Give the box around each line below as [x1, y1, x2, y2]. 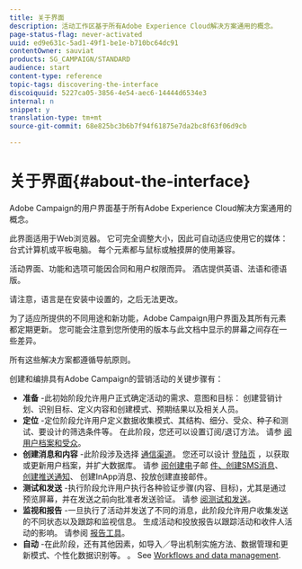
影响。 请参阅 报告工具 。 [38, 527, 130, 538]
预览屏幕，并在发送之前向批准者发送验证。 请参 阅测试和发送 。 [22, 493, 256, 504]
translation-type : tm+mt [9, 113, 102, 122]
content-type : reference [9, 72, 102, 81]
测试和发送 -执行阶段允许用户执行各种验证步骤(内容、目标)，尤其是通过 [22, 482, 287, 493]
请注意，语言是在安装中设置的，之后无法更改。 [9, 293, 182, 304]
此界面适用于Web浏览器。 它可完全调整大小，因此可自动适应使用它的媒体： [9, 233, 289, 244]
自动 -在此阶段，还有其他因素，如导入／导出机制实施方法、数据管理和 [22, 538, 281, 549]
